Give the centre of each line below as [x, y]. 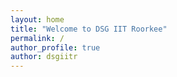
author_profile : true [55, 47]
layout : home [37, 19]
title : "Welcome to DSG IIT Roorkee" [89, 29]
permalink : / [37, 38]
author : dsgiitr [44, 57]
